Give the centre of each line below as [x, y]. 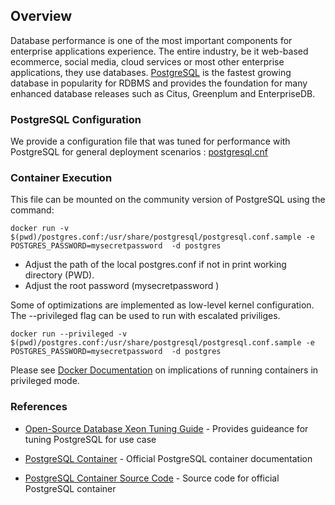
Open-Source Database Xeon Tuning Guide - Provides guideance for [166, 428]
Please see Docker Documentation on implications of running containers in [164, 370]
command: [32, 210]
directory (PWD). [59, 275]
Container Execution [61, 178]
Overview [41, 16]
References [39, 407]
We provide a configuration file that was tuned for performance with [150, 141]
